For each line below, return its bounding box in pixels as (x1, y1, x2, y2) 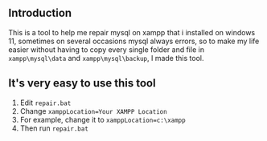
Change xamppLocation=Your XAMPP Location (19, 106, 167, 115)
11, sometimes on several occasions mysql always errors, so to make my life (8, 36, 260, 46)
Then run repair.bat (19, 123, 88, 133)
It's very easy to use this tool (8, 76, 156, 91)
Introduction (8, 6, 72, 20)
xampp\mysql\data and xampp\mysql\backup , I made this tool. (8, 53, 204, 62)
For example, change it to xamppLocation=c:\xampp (19, 115, 187, 124)
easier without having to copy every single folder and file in (8, 44, 205, 54)
